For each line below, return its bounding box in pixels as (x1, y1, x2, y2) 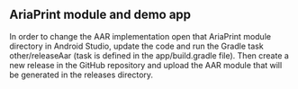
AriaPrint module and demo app (9, 7, 192, 22)
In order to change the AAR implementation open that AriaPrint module (9, 31, 272, 41)
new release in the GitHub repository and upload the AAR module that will (9, 59, 283, 70)
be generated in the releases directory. (9, 69, 154, 80)
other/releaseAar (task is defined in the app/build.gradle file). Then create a (9, 49, 290, 61)
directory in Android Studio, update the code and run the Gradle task (9, 40, 264, 51)
